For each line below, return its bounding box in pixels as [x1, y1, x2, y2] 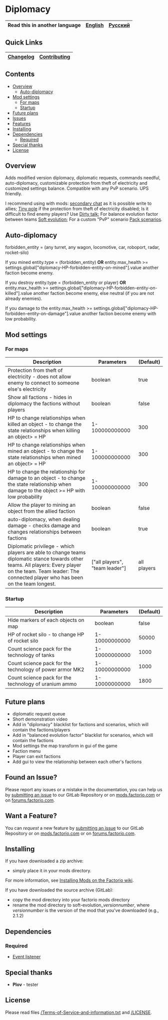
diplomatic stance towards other [7, 555, 83, 562]
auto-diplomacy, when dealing [7, 516, 80, 523]
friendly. [5, 191, 22, 197]
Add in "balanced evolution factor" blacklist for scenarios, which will [12, 732, 153, 738]
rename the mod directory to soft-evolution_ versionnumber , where [12, 902, 150, 908]
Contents [5, 70, 35, 79]
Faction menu [12, 748, 41, 754]
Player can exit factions [12, 753, 61, 759]
